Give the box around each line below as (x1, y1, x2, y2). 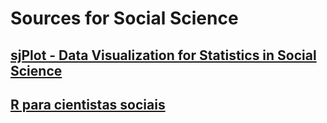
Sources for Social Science (10, 7, 239, 30)
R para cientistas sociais (10, 96, 166, 113)
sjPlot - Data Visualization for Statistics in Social (10, 47, 317, 64)
